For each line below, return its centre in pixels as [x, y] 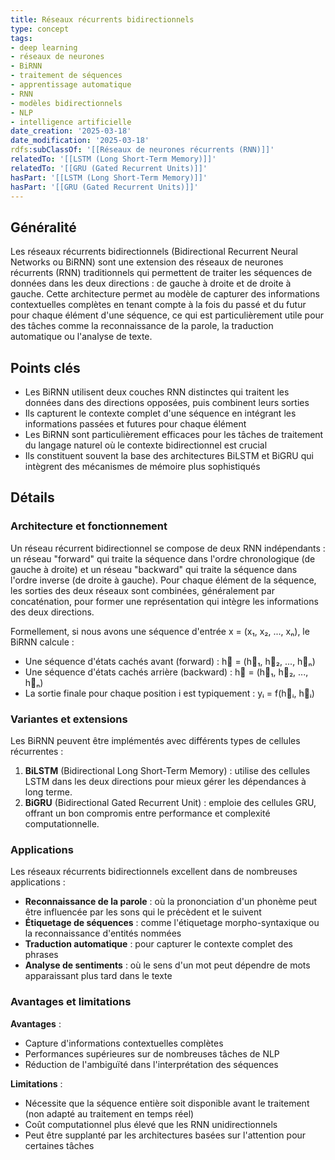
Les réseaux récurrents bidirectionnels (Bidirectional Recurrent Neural [154, 252]
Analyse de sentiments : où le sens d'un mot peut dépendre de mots [167, 965]
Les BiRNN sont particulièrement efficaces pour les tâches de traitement [174, 434]
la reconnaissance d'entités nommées [103, 933]
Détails [32, 497]
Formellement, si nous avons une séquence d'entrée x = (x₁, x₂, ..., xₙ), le [160, 631]
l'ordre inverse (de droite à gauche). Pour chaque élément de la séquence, [163, 580]
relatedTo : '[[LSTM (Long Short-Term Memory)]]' [113, 159]
